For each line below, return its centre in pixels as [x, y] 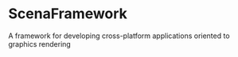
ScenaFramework [68, 14]
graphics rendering [40, 44]
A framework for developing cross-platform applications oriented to [119, 36]
